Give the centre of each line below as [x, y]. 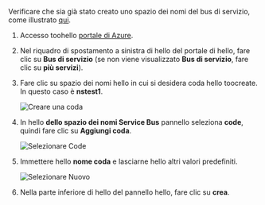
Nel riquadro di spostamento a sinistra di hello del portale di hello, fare [135, 50]
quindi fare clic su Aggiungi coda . [76, 131]
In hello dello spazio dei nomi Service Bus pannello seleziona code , [132, 122]
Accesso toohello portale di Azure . [76, 35]
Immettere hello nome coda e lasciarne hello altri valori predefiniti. [129, 161]
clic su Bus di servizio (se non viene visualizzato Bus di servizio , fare [134, 59]
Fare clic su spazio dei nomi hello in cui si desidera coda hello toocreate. [138, 83]
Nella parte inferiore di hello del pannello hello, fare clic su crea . [125, 192]
